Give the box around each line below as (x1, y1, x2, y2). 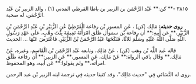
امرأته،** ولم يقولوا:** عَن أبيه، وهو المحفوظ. (6, 59, 106, 66)
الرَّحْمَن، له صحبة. (6, 11, 45, 18)
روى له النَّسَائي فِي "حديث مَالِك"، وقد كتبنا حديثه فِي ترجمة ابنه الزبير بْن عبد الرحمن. (6, 71, 191, 77)
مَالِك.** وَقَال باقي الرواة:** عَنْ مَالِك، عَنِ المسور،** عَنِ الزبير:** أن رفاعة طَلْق (6, 53, 182, 60)
